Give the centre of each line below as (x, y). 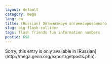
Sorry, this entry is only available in (41, 51)
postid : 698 (17, 37)
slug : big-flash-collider (32, 28)
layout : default (22, 10)
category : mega (21, 14)
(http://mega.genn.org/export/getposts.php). (51, 56)
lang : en (14, 19)
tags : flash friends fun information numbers (53, 32)
